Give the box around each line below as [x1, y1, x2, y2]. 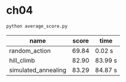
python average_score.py [6, 23, 68, 29]
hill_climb [9, 56, 36, 64]
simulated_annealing [9, 66, 67, 74]
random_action [9, 46, 51, 55]
